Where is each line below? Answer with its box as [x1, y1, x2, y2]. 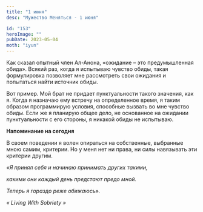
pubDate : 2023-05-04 [6, 37, 59, 43]
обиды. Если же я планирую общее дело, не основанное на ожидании [6, 110, 189, 116]
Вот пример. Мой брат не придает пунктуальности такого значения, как [6, 90, 194, 97]
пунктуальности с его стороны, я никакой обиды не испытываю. [6, 116, 174, 123]
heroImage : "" [6, 31, 42, 37]
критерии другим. [6, 152, 53, 159]
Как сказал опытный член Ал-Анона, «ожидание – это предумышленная [6, 59, 194, 66]
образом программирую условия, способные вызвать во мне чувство [6, 103, 190, 110]
